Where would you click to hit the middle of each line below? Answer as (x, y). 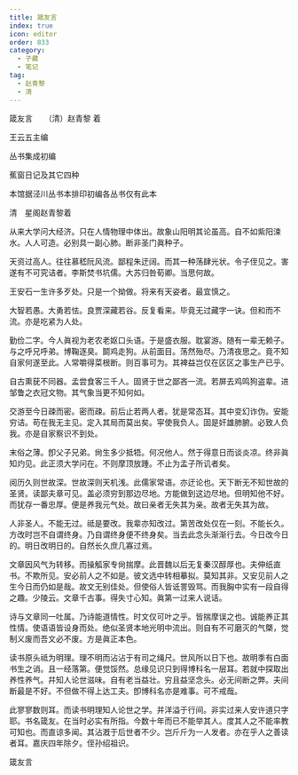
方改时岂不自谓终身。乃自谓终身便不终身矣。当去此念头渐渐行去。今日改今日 (149, 534)
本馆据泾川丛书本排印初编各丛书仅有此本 (83, 194)
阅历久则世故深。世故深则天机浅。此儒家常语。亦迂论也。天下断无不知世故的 (149, 482)
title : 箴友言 (33, 17)
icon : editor (33, 34)
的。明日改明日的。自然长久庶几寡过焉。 (83, 545)
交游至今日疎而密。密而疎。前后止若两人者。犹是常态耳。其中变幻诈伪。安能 (149, 411)
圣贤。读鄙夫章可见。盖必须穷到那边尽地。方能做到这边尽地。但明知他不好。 (149, 493)
